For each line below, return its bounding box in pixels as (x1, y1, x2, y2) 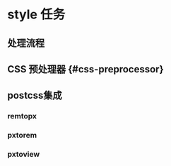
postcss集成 (7, 89, 62, 101)
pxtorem (7, 131, 37, 140)
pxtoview (7, 150, 40, 160)
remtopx (7, 111, 37, 121)
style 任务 (7, 6, 66, 23)
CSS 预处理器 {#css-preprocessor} (7, 63, 164, 75)
